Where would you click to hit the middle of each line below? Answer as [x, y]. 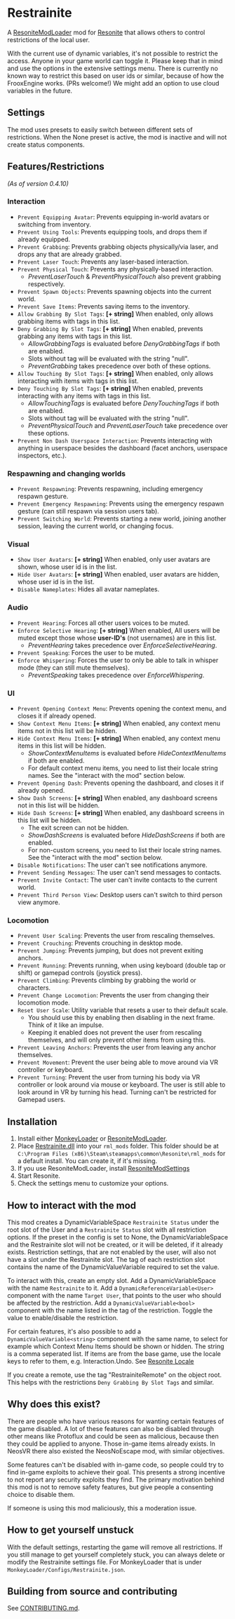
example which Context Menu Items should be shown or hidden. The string [116, 1346]
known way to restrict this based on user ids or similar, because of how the [116, 76]
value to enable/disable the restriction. [63, 1317]
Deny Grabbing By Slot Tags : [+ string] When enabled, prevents [110, 328]
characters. [34, 988]
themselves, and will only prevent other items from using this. [116, 1040]
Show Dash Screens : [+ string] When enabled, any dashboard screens [117, 798]
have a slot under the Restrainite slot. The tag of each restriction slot [106, 1259]
